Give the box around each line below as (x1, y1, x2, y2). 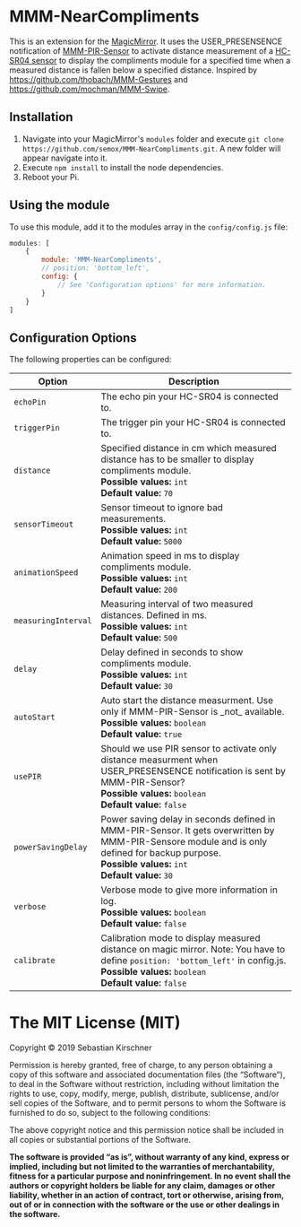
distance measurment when (100, 753, 219, 766)
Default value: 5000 (100, 535, 183, 548)
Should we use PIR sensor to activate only (100, 743, 278, 755)
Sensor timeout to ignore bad (100, 501, 224, 514)
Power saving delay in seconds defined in (100, 814, 276, 826)
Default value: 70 (100, 487, 173, 500)
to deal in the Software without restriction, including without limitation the (9, 1079, 279, 1090)
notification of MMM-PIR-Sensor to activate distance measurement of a (9, 45, 274, 56)
